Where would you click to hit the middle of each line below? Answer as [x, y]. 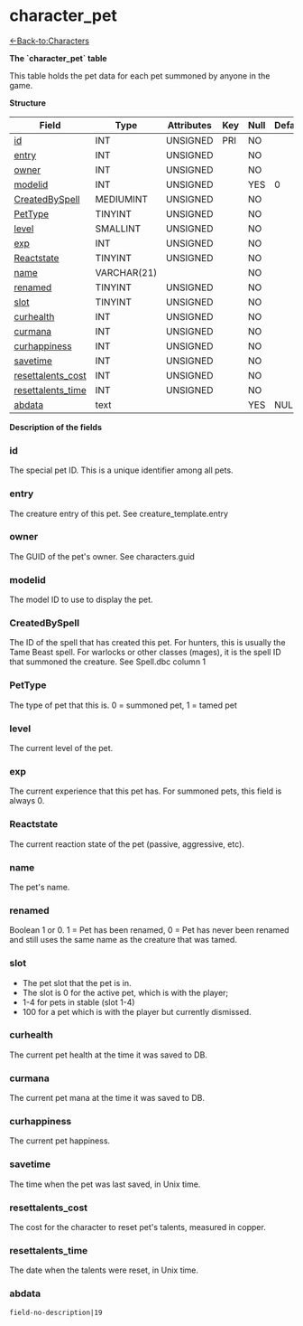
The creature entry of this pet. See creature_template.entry [119, 513]
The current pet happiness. [60, 1141]
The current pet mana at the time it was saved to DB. [107, 1098]
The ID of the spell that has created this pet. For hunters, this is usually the [147, 643]
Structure [28, 103]
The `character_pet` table [58, 58]
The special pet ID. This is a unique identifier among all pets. [121, 470]
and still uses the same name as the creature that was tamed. [123, 940]
